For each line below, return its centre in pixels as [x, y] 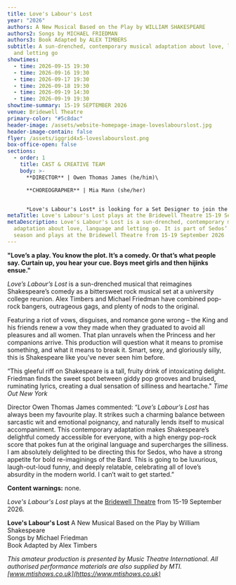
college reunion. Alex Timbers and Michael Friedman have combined [106, 298]
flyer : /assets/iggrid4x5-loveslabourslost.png [78, 138]
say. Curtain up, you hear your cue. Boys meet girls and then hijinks [108, 263]
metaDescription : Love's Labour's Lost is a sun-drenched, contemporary [116, 222]
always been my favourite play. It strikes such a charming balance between [116, 414]
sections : [22, 151]
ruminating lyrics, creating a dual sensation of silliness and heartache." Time [118, 386]
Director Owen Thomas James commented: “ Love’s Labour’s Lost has [108, 407]
